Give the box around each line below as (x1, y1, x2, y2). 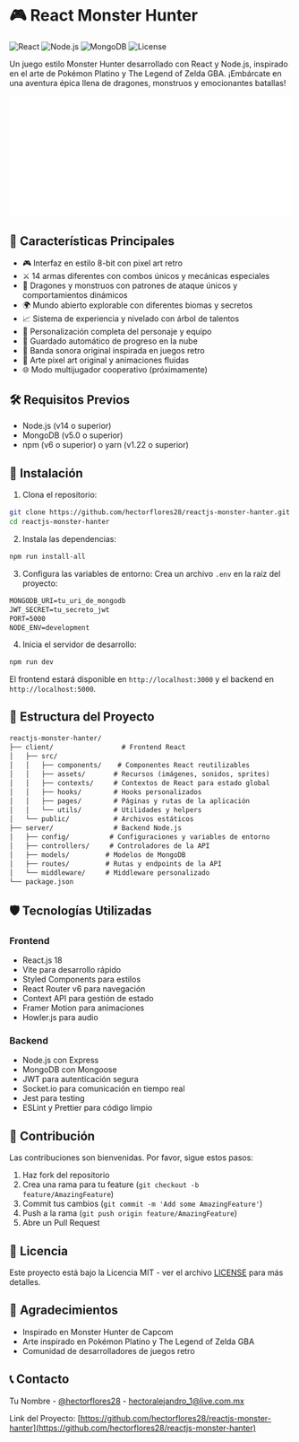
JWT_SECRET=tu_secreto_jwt (9, 605, 110, 614)
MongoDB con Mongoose (21, 1064, 118, 1075)
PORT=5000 (9, 614, 47, 623)
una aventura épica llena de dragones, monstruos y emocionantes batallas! (9, 77, 286, 88)
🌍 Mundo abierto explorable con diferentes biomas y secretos (21, 300, 253, 310)
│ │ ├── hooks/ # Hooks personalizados (9, 788, 202, 797)
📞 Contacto (9, 1372, 70, 1387)
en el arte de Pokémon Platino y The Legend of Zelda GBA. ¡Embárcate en (9, 67, 282, 79)
